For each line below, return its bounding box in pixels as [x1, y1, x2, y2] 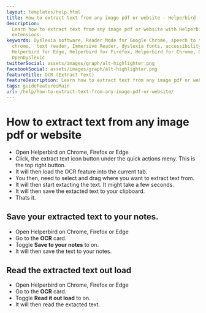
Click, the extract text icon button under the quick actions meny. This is [15, 154, 196, 162]
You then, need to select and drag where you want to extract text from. [15, 174, 195, 181]
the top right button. [15, 161, 66, 168]
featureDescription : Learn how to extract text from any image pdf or [6, 77, 191, 83]
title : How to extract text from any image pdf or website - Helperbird [6, 15, 196, 21]
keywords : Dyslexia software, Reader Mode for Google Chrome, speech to [6, 37, 196, 43]
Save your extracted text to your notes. [6, 212, 159, 222]
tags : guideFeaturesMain [6, 83, 70, 89]
